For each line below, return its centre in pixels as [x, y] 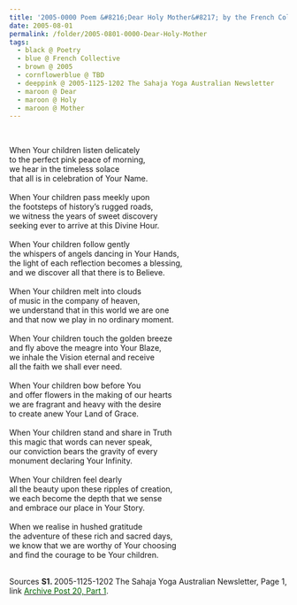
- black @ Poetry [49, 50]
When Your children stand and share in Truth [91, 433]
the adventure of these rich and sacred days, [91, 536]
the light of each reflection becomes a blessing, [96, 263]
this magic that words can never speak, [81, 442]
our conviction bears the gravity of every [84, 452]
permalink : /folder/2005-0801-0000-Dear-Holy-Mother [108, 34]
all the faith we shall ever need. [66, 367]
